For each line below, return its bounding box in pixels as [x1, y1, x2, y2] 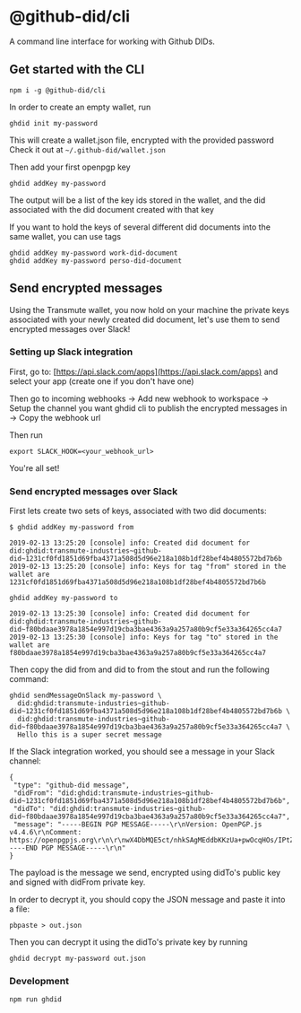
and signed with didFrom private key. [9, 877, 146, 887]
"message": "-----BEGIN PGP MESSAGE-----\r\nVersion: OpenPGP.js [13, 820, 262, 829]
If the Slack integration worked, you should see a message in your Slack [9, 747, 276, 757]
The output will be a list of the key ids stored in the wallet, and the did [9, 195, 266, 205]
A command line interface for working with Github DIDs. [9, 36, 215, 47]
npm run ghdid [9, 995, 63, 1004]
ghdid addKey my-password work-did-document [9, 249, 178, 258]
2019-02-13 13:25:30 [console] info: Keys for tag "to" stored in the [9, 633, 279, 642]
